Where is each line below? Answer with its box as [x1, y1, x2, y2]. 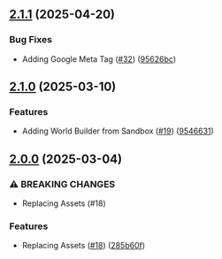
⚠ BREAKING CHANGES [9, 178, 116, 190]
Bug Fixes [9, 34, 53, 46]
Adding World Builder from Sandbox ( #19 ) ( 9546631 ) [21, 126, 214, 136]
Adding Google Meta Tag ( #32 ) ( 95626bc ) [21, 53, 177, 65]
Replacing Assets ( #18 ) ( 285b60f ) [21, 240, 146, 251]
